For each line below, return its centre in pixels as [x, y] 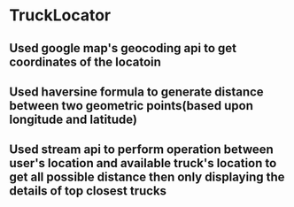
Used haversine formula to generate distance [136, 92]
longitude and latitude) [73, 119]
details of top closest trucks [88, 191]
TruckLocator [60, 15]
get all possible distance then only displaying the [147, 177]
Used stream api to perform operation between [142, 150]
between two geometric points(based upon [132, 106]
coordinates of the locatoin [85, 61]
